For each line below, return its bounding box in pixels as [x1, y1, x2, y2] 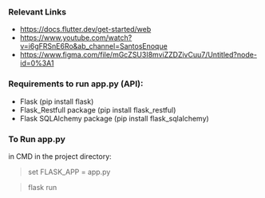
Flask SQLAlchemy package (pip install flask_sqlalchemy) [19, 113, 209, 123]
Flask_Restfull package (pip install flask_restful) [19, 105, 176, 114]
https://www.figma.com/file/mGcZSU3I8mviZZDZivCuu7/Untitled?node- [19, 50, 258, 60]
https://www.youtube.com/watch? [19, 33, 132, 42]
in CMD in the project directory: [8, 151, 112, 161]
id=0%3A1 [19, 58, 54, 68]
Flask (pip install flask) [19, 97, 94, 106]
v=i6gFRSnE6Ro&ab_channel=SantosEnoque [19, 42, 168, 51]
